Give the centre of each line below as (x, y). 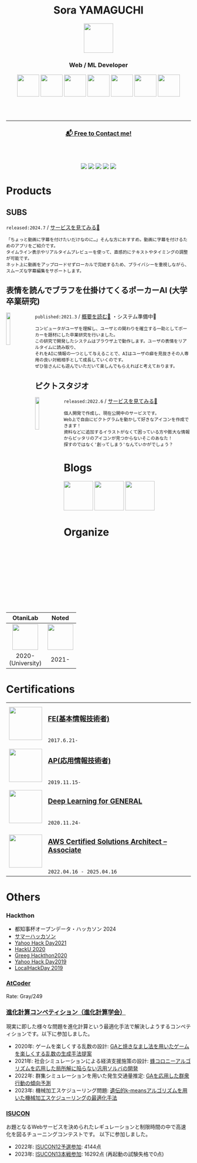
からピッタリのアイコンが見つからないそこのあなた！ (118, 438)
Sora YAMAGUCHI (98, 10)
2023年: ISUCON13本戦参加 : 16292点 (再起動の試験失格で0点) (89, 1154)
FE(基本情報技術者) (79, 719)
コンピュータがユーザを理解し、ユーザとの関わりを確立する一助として (107, 329)
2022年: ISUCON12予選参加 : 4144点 (58, 1147)
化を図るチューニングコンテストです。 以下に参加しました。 (79, 1134)
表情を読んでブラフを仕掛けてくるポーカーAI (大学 (97, 290)
